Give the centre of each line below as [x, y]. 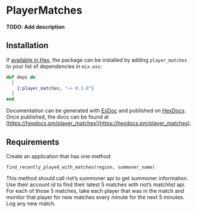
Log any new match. [31, 203]
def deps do [21, 77]
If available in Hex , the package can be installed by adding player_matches [97, 59]
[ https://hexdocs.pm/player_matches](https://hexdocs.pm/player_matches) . [99, 123]
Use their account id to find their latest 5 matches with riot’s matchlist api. [96, 184]
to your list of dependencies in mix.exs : [54, 66]
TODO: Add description [36, 27]
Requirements [33, 142]
